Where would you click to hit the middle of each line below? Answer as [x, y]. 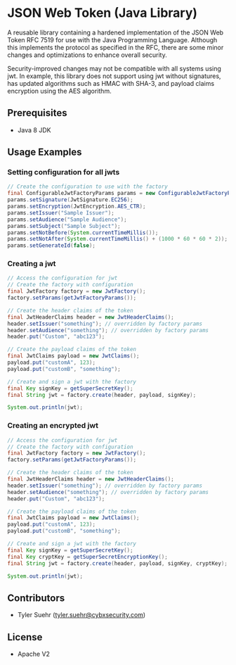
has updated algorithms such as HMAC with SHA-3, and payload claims [111, 83]
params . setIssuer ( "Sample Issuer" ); [61, 213]
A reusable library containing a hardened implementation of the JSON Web [115, 32]
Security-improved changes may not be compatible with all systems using [114, 68]
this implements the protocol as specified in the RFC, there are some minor [116, 47]
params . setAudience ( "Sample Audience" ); [67, 220]
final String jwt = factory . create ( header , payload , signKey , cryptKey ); [118, 563]
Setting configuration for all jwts [64, 172]
